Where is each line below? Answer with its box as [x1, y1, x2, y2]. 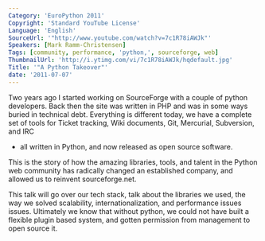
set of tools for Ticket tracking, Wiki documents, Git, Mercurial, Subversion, [8, 118, 255, 127]
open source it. [8, 224, 58, 233]
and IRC [8, 126, 34, 136]
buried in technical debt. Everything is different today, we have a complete [8, 109, 252, 119]
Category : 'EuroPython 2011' [8, 11, 105, 20]
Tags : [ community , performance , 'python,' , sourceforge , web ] [8, 49, 219, 56]
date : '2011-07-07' [8, 71, 73, 79]
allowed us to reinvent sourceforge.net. [8, 174, 137, 184]
